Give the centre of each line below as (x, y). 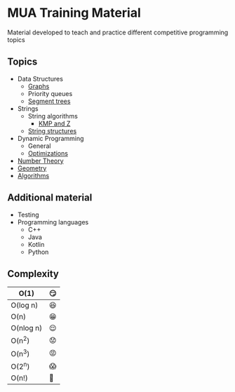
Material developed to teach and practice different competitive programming (118, 32)
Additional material (50, 198)
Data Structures (40, 79)
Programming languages (53, 222)
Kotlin (36, 244)
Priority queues (50, 93)
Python (38, 252)
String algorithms (53, 116)
